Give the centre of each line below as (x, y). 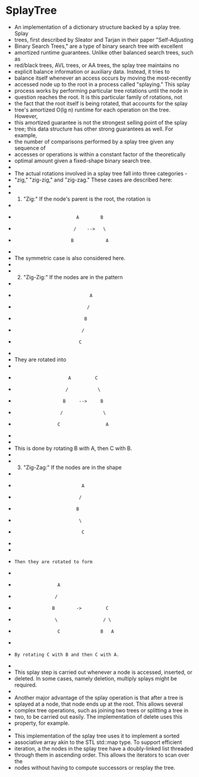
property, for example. (42, 723)
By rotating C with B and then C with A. (67, 654)
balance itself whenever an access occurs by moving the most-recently (102, 78)
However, (26, 116)
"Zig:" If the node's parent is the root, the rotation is (87, 199)
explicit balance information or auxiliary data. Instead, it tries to (92, 71)
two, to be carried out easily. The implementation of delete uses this (98, 716)
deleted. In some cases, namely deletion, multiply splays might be (96, 678)
